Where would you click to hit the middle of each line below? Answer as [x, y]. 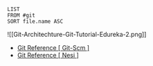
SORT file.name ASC [35, 22]
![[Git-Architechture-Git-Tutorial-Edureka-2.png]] [77, 34]
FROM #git [21, 15]
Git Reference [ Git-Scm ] [53, 48]
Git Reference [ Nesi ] [48, 55]
